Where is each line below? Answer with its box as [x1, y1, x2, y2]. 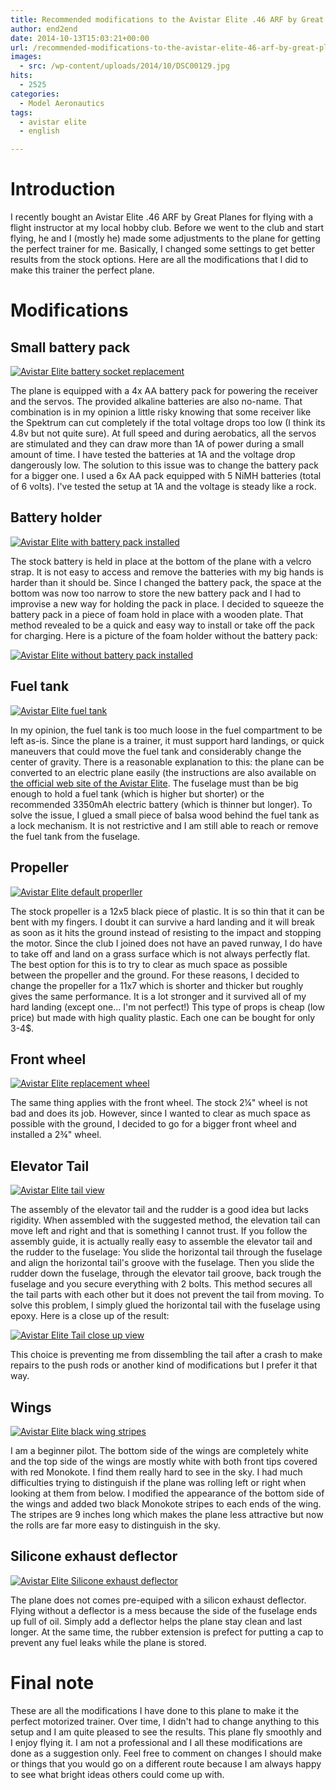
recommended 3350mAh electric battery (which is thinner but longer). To [10, 798, 313, 810]
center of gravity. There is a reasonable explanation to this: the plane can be [10, 756, 325, 768]
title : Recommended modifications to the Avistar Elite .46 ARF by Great [10, 14, 325, 25]
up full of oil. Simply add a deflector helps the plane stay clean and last [10, 1615, 303, 1627]
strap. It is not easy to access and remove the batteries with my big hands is [10, 566, 324, 578]
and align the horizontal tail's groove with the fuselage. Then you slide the [10, 1257, 315, 1269]
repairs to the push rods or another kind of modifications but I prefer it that [10, 1359, 318, 1371]
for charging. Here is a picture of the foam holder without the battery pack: [10, 629, 318, 641]
